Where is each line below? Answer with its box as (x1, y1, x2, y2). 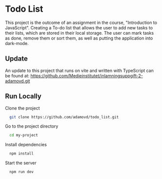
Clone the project (5, 105, 40, 111)
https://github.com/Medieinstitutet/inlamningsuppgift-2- (30, 72, 143, 79)
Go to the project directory (5, 123, 59, 129)
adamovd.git (5, 78, 30, 84)
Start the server (5, 160, 37, 166)
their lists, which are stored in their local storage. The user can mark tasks (5, 30, 154, 36)
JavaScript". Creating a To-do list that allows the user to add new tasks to (5, 24, 153, 30)
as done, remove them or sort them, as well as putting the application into (5, 35, 153, 41)
